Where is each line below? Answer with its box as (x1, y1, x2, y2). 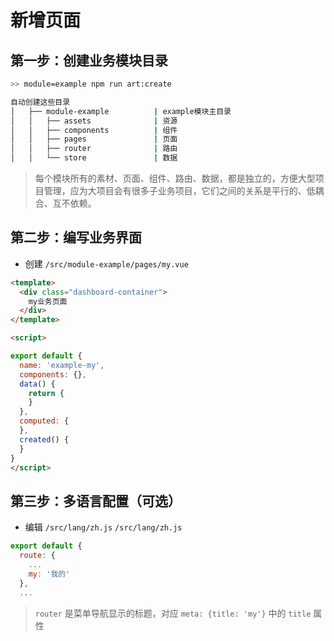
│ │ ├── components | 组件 (10, 125, 178, 135)
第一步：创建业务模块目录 (10, 52, 168, 69)
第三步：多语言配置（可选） (10, 492, 182, 510)
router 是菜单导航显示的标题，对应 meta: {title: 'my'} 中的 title (34, 607, 312, 619)
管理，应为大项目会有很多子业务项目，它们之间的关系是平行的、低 (43, 185, 316, 196)
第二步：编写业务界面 (10, 229, 142, 246)
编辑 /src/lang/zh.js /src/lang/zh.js (24, 521, 183, 533)
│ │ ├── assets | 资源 (10, 116, 178, 126)
